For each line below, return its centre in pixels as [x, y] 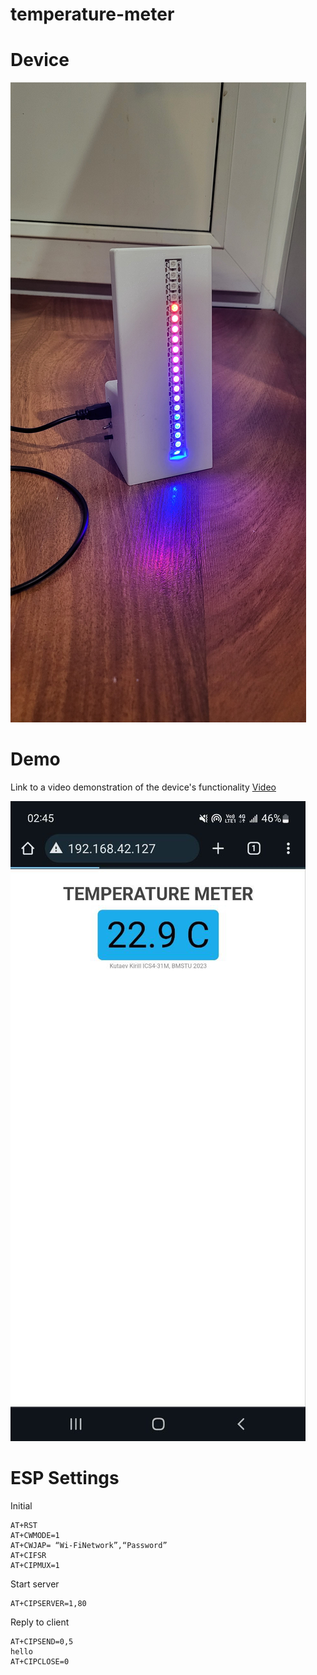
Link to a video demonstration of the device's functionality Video [143, 787]
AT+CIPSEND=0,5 [42, 1642]
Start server [35, 1584]
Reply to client [40, 1622]
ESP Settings [65, 1478]
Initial [21, 1506]
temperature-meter [92, 14]
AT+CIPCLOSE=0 [40, 1662]
